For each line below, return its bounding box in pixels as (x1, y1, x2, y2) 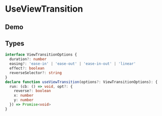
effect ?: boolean (9, 66, 45, 71)
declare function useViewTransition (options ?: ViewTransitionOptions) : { (5, 79, 158, 84)
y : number (14, 97, 34, 103)
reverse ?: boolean (14, 89, 51, 94)
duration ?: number (9, 57, 47, 62)
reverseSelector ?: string (9, 70, 62, 75)
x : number (14, 93, 34, 98)
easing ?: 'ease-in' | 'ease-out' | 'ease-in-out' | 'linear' (9, 61, 136, 66)
